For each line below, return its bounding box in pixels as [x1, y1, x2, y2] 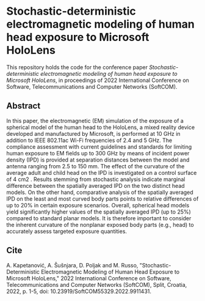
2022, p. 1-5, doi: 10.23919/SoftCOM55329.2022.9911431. [6, 288, 151, 295]
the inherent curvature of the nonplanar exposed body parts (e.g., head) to [6, 221, 194, 228]
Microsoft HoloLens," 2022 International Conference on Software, [6, 274, 172, 282]
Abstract [6, 101, 41, 111]
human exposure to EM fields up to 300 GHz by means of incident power [6, 149, 190, 157]
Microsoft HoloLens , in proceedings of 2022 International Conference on [6, 76, 189, 84]
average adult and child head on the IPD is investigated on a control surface [6, 169, 197, 176]
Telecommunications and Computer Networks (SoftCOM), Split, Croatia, [6, 281, 187, 288]
